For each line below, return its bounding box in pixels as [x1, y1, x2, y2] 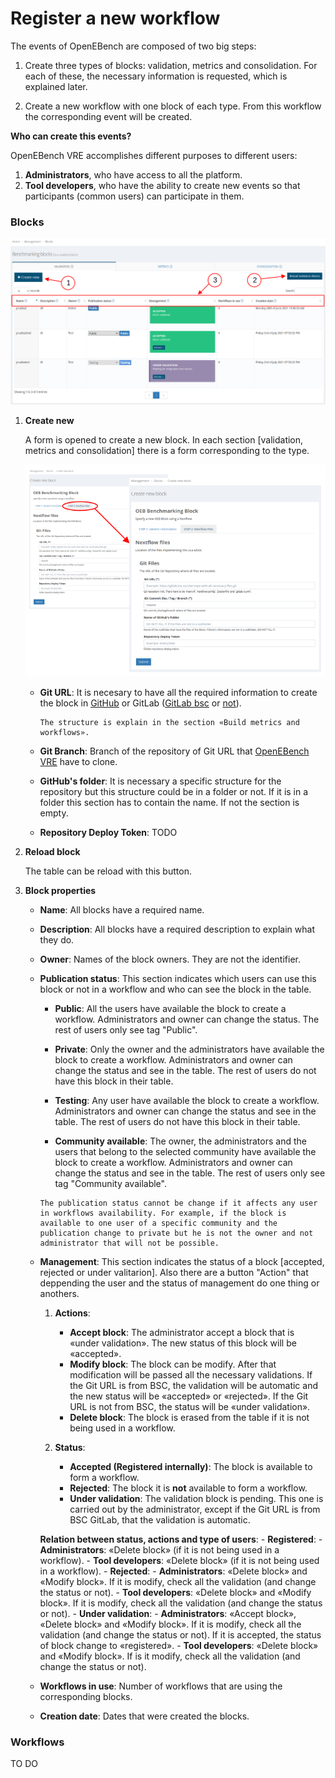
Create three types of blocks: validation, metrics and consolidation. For [24, 59, 318, 71]
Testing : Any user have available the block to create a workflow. [54, 1095, 320, 1107]
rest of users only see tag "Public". [54, 1024, 198, 1036]
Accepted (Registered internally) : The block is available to [69, 1461, 313, 1473]
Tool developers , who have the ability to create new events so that [24, 179, 301, 191]
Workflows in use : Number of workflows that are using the [39, 1680, 283, 1692]
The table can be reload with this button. [24, 865, 192, 877]
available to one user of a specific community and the [39, 1218, 278, 1229]
